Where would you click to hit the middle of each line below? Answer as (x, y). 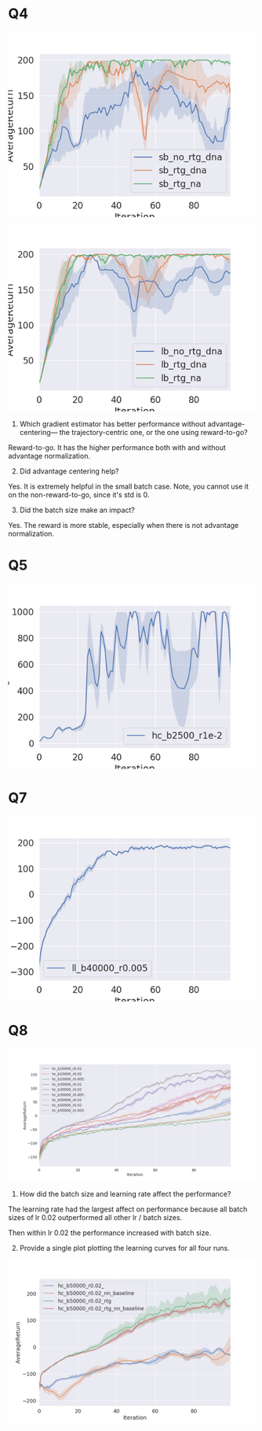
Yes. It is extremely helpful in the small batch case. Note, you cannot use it (129, 486)
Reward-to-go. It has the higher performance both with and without (117, 447)
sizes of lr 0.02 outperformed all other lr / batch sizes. (95, 1218)
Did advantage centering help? (69, 471)
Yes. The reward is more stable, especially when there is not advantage (124, 525)
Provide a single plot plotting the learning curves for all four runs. (124, 1248)
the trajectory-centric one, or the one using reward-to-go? (154, 432)
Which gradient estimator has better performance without (113, 424)
